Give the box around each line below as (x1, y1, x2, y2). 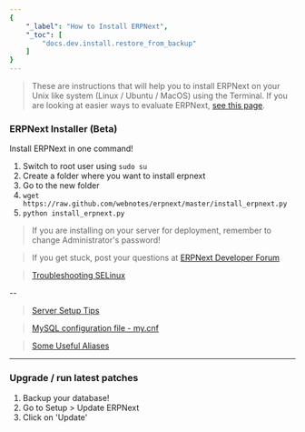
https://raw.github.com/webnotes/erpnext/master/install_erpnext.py (22, 199, 288, 209)
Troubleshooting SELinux (31, 270, 125, 281)
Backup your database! (22, 392, 110, 403)
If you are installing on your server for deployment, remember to (31, 225, 272, 236)
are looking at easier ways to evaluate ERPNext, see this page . (31, 100, 266, 110)
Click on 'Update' (22, 411, 88, 423)
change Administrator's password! (31, 235, 161, 246)
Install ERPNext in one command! (9, 143, 133, 155)
